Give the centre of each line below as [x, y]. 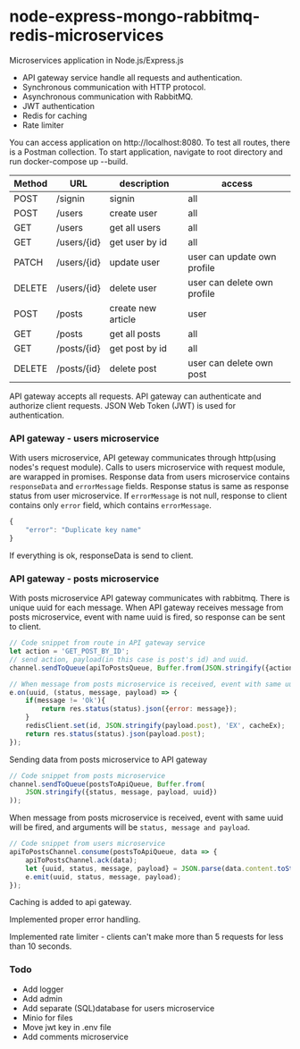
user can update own [232, 257]
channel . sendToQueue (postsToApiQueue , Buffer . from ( [107, 784]
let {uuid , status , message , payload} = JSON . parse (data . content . [151, 868]
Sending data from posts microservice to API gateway [108, 759]
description [144, 183]
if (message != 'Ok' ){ [65, 701]
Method [31, 183]
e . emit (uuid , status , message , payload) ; [103, 877]
